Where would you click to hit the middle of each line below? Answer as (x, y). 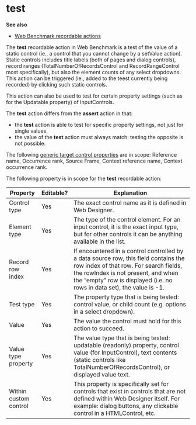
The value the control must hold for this (127, 321)
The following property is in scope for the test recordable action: (84, 178)
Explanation (130, 193)
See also (17, 25)
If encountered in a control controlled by (129, 251)
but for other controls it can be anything (128, 234)
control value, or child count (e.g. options (130, 304)
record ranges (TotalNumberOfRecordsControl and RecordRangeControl (93, 65)
